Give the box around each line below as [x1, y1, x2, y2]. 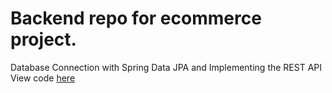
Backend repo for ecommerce [10, 7, 262, 30]
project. [10, 28, 77, 51]
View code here [10, 72, 76, 84]
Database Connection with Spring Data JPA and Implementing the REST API [10, 61, 323, 73]
